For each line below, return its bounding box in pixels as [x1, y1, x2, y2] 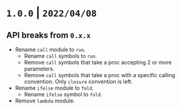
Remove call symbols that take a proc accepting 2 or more [24, 59, 172, 66]
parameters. [24, 65, 55, 72]
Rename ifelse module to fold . [15, 84, 94, 92]
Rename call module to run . [15, 46, 86, 53]
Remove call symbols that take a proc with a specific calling [24, 72, 176, 78]
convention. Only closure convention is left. [24, 78, 133, 85]
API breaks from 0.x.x [6, 30, 91, 40]
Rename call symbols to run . [24, 52, 97, 60]
